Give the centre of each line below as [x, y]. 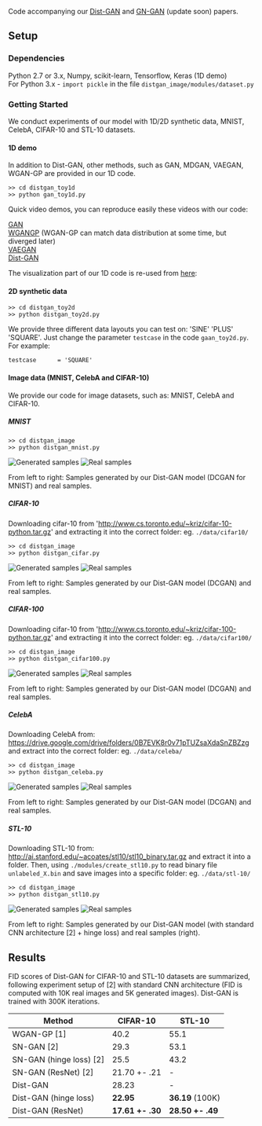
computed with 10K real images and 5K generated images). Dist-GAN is [124, 993]
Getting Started [38, 104]
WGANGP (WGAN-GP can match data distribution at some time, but [117, 233]
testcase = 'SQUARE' [50, 361]
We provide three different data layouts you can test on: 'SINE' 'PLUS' [121, 329]
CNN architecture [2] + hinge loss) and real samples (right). [104, 933]
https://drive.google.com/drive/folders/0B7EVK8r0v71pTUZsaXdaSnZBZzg [129, 743]
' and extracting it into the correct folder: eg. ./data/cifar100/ [151, 637]
